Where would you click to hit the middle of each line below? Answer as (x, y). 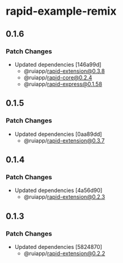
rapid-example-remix (61, 11)
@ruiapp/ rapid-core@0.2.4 (58, 77)
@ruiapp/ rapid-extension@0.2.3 (64, 197)
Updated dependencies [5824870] (58, 246)
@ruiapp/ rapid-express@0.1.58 (63, 84)
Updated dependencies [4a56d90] (58, 190)
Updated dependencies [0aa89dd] (58, 134)
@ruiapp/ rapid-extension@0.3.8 (64, 71)
